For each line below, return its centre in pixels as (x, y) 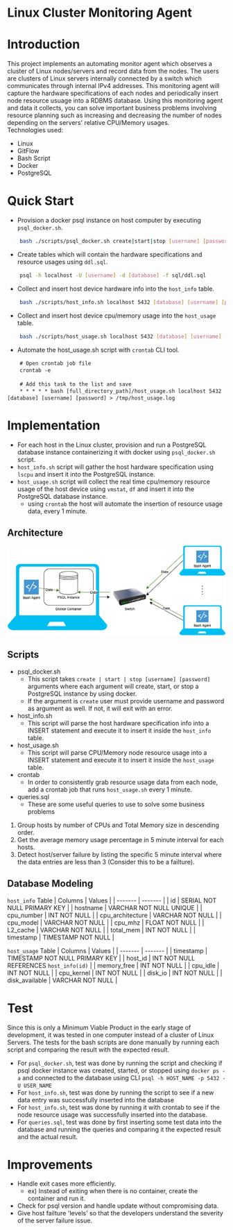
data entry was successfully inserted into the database (96, 1100)
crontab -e (35, 370)
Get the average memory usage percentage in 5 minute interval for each (120, 839)
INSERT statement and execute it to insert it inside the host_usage (121, 760)
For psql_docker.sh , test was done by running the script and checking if (120, 1063)
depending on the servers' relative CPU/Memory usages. (88, 123)
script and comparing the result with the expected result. (88, 1050)
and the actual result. (48, 1136)
